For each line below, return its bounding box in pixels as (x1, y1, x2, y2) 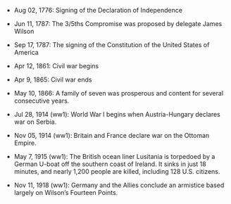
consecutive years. (13, 96, 70, 105)
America (13, 49, 39, 56)
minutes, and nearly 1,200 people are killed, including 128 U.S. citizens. (13, 167, 220, 175)
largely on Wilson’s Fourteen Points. (13, 189, 118, 196)
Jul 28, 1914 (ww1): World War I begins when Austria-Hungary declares (13, 110, 220, 118)
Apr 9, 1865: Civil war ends (13, 75, 92, 84)
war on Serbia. (13, 117, 57, 126)
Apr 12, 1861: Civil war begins (13, 62, 99, 70)
